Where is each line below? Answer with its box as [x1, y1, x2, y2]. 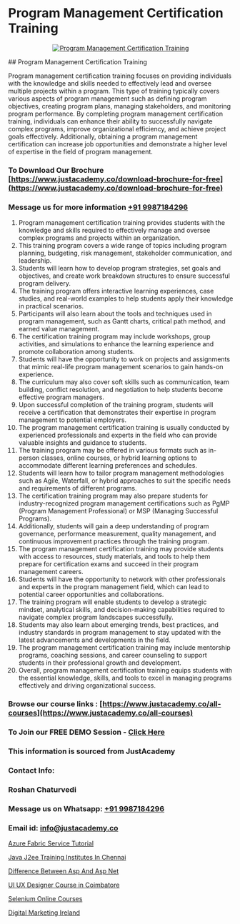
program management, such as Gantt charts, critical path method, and [18, 317, 226, 326]
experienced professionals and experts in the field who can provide [18, 431, 217, 440]
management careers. [18, 568, 84, 576]
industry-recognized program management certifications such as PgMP [18, 499, 230, 508]
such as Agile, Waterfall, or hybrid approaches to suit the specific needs [18, 476, 231, 485]
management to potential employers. [18, 416, 127, 424]
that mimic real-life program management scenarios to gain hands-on [18, 363, 224, 371]
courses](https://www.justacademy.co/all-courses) [8, 708, 194, 718]
